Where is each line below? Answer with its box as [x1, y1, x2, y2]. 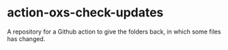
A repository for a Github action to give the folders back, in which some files [7, 27, 221, 36]
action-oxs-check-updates [7, 5, 164, 21]
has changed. [7, 34, 46, 42]
